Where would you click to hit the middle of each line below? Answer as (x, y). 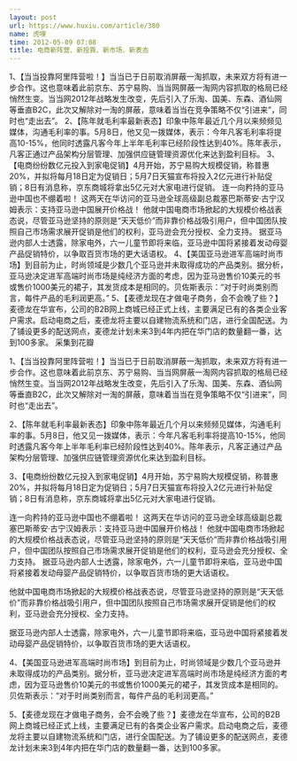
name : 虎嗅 (28, 34)
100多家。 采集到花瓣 (55, 343)
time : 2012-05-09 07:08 (53, 42)
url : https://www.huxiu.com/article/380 (85, 26)
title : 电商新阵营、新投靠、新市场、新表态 (79, 50)
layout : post (33, 17)
